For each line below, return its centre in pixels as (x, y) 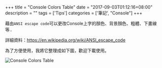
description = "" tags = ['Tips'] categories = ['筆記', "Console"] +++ (74, 13)
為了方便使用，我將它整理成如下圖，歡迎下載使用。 (57, 51)
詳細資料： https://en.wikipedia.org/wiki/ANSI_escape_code (65, 40)
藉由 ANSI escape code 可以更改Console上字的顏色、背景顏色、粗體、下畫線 (81, 23)
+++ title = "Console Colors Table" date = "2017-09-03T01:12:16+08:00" (79, 7)
